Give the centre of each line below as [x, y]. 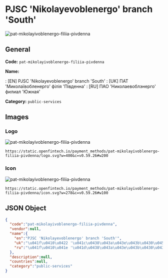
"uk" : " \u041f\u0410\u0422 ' [43, 243]
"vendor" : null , [25, 229]
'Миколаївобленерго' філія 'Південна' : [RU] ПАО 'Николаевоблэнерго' [80, 86]
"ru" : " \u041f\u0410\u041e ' [43, 247]
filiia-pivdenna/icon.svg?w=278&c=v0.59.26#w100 [57, 193]
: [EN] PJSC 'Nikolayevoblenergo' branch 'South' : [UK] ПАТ [67, 81]
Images [17, 117]
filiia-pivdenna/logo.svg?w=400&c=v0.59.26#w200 [57, 156]
